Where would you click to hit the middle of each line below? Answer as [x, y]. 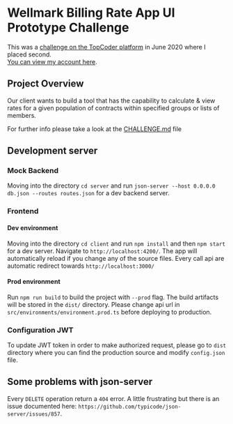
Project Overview [46, 84]
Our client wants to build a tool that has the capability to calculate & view [111, 100]
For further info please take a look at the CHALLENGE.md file [95, 129]
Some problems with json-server [80, 382]
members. [22, 115]
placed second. [30, 54]
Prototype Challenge [68, 28]
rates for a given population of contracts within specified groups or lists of [113, 108]
